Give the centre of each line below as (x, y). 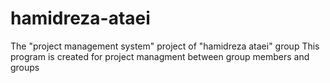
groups (25, 67)
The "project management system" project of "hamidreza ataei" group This (165, 46)
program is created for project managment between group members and (160, 56)
